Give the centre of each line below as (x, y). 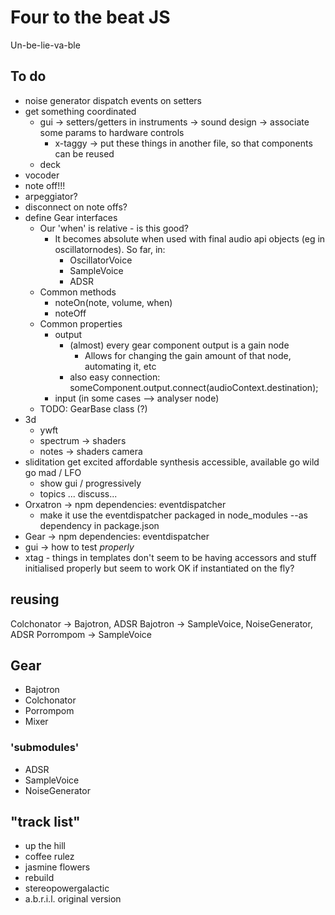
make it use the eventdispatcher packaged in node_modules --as (173, 515)
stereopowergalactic (67, 888)
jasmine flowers (57, 867)
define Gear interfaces (71, 217)
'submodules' (45, 748)
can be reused (84, 153)
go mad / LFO (53, 472)
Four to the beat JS (90, 17)
